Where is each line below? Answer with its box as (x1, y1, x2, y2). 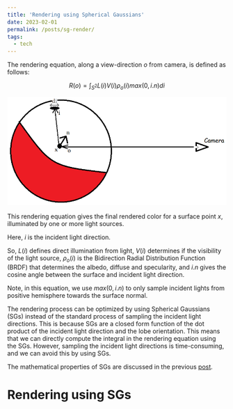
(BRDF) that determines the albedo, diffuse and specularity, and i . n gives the (7, 263, 227, 271)
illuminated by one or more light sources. (7, 219, 124, 227)
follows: (7, 68, 30, 77)
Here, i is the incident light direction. (7, 233, 111, 241)
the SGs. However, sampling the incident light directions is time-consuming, (7, 342, 225, 350)
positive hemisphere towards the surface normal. (7, 291, 148, 299)
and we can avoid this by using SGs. (7, 348, 111, 358)
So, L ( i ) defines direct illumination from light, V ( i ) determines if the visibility (7, 246, 221, 255)
